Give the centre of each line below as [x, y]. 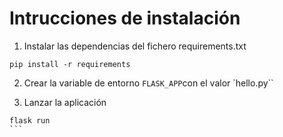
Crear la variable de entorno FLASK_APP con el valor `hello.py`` [148, 83]
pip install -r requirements [70, 64]
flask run [30, 120]
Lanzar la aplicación [65, 102]
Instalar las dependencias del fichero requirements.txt [135, 46]
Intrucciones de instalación [125, 18]
